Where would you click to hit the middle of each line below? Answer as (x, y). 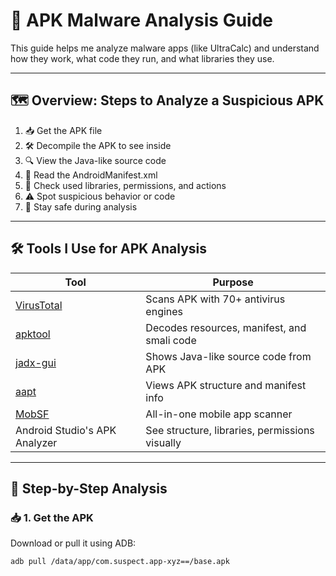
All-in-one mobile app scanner (219, 414)
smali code (171, 340)
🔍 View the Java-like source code (95, 160)
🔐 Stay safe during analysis (81, 206)
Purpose (233, 282)
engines (164, 311)
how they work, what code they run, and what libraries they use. (142, 58)
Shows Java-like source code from (228, 356)
